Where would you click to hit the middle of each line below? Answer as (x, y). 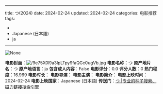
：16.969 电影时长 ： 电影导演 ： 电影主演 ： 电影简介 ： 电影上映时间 (76, 75)
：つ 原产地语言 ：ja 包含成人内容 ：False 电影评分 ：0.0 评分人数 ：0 (76, 69)
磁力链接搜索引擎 (22, 87)
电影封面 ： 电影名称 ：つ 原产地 (76, 63)
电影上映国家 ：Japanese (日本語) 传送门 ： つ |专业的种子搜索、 (94, 81)
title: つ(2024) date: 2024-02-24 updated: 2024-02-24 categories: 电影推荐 (81, 13)
